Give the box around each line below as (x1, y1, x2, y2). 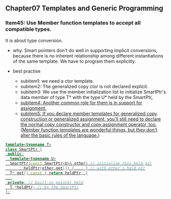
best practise (12, 68, 41, 74)
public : (7, 152, 24, 157)
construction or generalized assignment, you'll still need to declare (20, 116, 161, 122)
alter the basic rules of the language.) (20, 132, 100, 138)
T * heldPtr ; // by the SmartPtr (10, 185, 79, 190)
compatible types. (5, 26, 52, 33)
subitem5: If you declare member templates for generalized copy (20, 110, 158, 116)
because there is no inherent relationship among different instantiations (12, 53, 164, 59)
